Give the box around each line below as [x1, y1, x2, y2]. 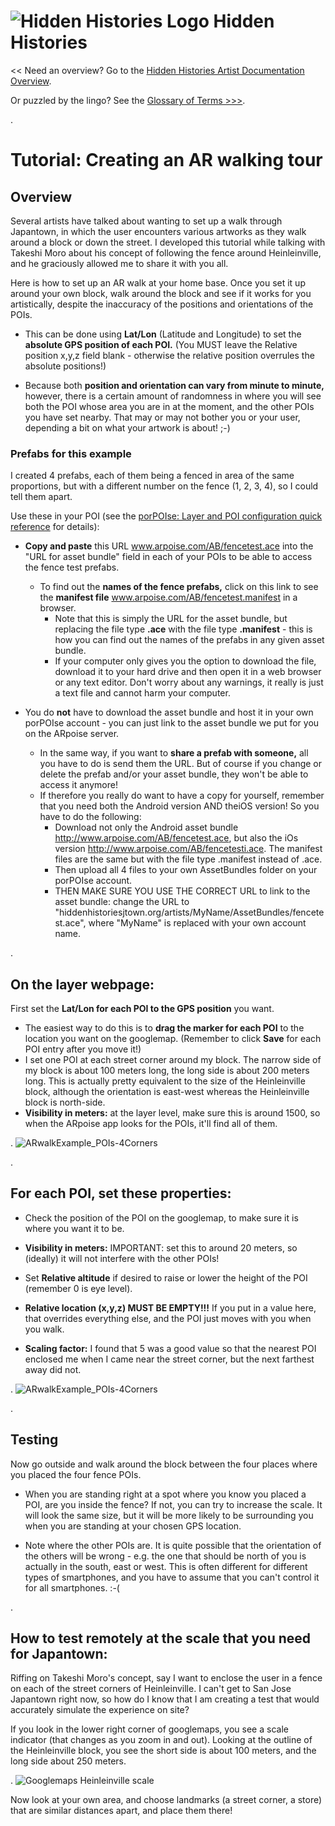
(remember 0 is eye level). [24, 1282, 133, 1294]
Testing [10, 1431, 59, 1449]
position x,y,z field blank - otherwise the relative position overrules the [24, 349, 315, 361]
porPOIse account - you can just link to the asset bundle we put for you [24, 717, 320, 729]
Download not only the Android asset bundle [54, 821, 239, 834]
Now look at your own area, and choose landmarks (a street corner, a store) [10, 1794, 323, 1806]
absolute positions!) [24, 360, 107, 372]
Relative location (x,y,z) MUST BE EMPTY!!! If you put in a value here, [24, 1301, 317, 1314]
